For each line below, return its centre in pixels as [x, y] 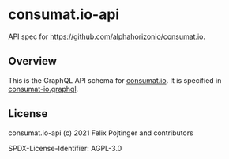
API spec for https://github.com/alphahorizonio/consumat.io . [107, 36]
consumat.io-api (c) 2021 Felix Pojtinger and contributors [101, 133]
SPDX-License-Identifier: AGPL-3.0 [65, 148]
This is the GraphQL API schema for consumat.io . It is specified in [115, 80]
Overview [33, 61]
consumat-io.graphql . [43, 89]
